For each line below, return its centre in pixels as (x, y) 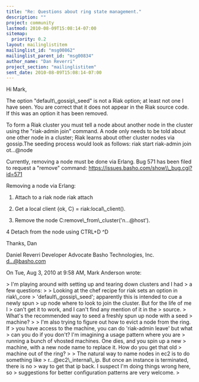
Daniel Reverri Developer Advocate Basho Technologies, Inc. (80, 255)
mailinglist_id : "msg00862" (41, 50)
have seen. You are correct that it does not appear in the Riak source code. (98, 107)
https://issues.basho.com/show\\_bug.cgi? (140, 168)
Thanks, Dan (22, 244)
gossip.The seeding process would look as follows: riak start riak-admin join (99, 144)
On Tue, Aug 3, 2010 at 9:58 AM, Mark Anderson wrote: (74, 273)
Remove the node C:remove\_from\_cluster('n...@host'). (82, 220)
